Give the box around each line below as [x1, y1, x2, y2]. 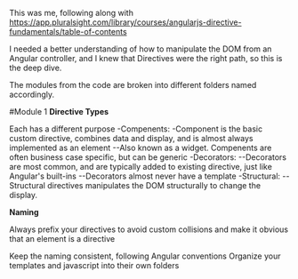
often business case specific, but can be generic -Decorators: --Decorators [9, 152, 287, 163]
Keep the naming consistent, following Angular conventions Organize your [9, 251, 281, 261]
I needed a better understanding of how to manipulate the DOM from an [9, 44, 272, 54]
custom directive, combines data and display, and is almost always [9, 133, 254, 143]
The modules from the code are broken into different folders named [9, 80, 257, 90]
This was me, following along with [9, 8, 133, 18]
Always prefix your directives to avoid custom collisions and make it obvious [9, 224, 289, 235]
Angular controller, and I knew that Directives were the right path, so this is [9, 53, 283, 63]
